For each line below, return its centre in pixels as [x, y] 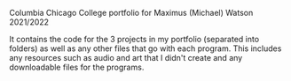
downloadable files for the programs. [77, 67]
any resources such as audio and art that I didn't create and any [126, 58]
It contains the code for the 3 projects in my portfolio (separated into [134, 39]
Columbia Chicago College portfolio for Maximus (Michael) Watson [131, 13]
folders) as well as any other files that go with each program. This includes [145, 48]
